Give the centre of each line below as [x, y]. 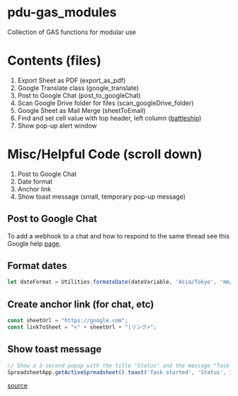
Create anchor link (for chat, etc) [81, 304]
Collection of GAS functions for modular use [72, 32]
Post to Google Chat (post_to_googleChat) [79, 95]
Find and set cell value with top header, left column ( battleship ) [109, 118]
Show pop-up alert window [57, 126]
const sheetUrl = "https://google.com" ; [68, 321]
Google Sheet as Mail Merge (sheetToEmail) [82, 110]
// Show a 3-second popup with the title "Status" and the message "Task [119, 365]
